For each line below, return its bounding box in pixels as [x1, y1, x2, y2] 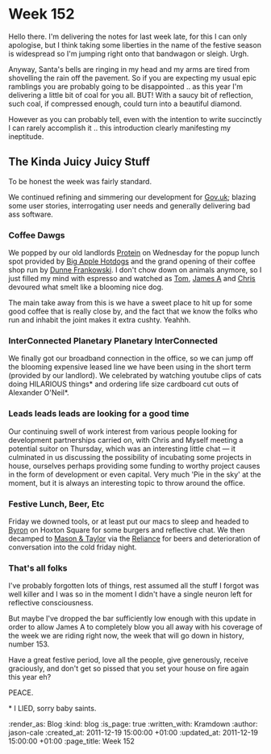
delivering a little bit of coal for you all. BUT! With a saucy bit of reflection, [8, 90, 254, 99]
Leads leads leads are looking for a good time [8, 408, 190, 419]
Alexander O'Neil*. [8, 388, 70, 398]
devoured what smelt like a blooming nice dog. [8, 282, 164, 292]
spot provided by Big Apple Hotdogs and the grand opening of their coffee [8, 256, 256, 267]
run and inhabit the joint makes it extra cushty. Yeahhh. [8, 315, 191, 325]
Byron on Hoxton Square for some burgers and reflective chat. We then [8, 524, 245, 534]
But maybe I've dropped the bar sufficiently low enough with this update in [8, 613, 256, 623]
